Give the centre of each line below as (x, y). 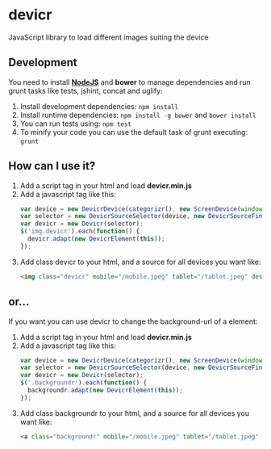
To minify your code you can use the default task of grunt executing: (134, 132)
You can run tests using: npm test (75, 124)
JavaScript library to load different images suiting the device (108, 37)
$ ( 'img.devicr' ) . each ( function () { (80, 232)
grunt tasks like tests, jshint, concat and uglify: (85, 90)
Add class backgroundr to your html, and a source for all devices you (135, 413)
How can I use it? (52, 166)
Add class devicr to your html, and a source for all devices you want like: (140, 262)
